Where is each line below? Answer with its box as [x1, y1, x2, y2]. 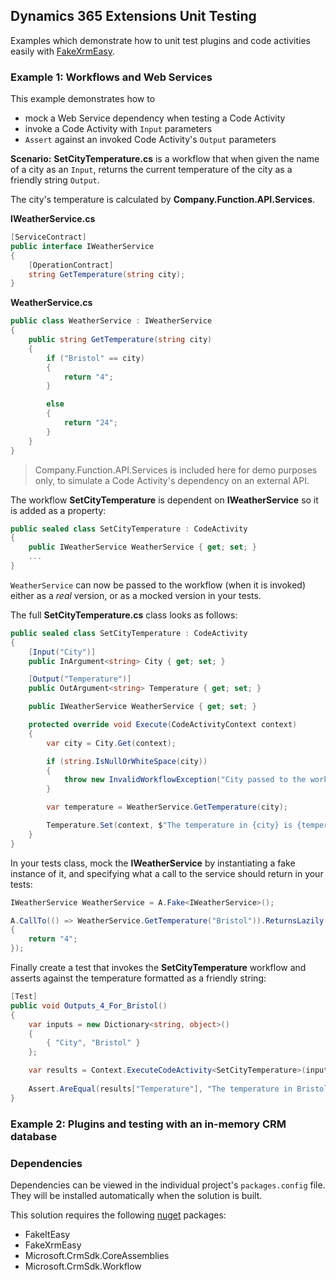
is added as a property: [10, 504, 107, 516]
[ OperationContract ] [28, 260, 114, 270]
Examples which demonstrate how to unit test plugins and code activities [10, 34, 311, 46]
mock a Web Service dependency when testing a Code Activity [24, 112, 286, 124]
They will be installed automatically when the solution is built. [10, 1189, 263, 1201]
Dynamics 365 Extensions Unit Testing [10, 8, 257, 25]
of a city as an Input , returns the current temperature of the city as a [10, 164, 293, 176]
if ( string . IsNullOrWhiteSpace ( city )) [46, 756, 208, 766]
